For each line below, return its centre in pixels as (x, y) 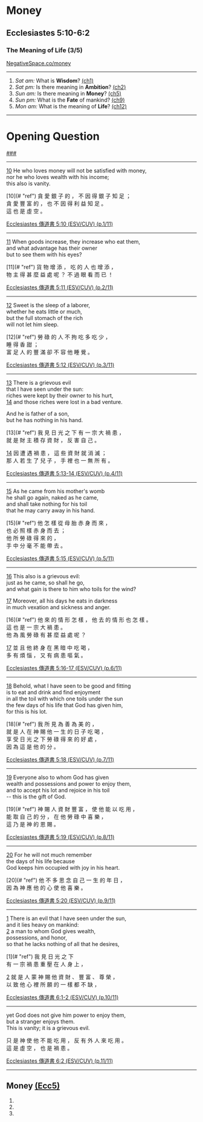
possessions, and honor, (37, 938)
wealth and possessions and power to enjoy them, (69, 783)
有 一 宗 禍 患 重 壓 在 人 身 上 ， (46, 964)
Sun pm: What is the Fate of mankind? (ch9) (70, 100)
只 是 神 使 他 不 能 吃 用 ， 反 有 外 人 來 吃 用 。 (66, 1040)
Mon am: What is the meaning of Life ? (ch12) (71, 106)
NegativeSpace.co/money (39, 63)
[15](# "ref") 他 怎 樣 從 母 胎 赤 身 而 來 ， (58, 523)
